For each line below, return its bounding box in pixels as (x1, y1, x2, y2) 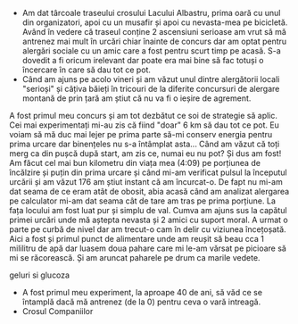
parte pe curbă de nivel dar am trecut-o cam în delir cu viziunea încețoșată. (9, 224, 287, 235)
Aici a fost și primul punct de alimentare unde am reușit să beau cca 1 (9, 234, 265, 244)
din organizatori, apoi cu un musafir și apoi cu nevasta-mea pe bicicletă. (21, 17, 288, 28)
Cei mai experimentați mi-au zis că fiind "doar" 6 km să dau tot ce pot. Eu (9, 120, 279, 130)
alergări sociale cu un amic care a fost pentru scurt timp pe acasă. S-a (21, 46, 281, 56)
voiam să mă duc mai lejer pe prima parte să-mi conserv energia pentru (9, 129, 273, 139)
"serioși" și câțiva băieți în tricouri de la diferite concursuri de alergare (21, 84, 280, 94)
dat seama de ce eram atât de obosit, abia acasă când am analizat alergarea (9, 187, 290, 196)
